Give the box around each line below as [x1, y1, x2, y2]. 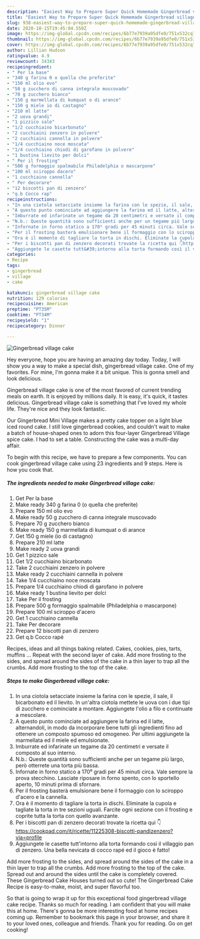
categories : [7, 252, 36, 258]
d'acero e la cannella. [15, 793, 68, 800]
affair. [7, 442, 21, 449]
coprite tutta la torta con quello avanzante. [15, 812, 119, 819]
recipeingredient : [7, 64, 52, 70]
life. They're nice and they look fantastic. [7, 405, 106, 413]
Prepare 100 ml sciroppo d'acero [15, 608, 96, 615]
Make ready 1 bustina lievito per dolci [15, 589, 106, 597]
